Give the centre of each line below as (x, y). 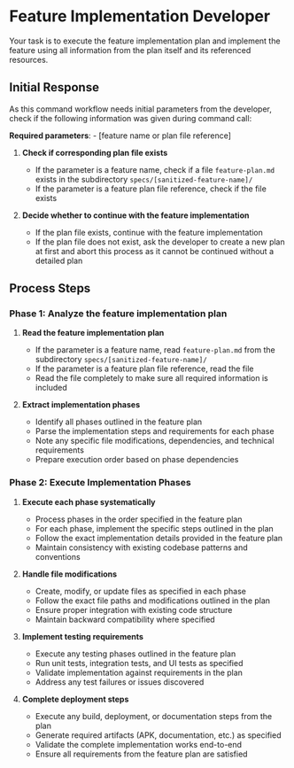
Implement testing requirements (83, 636)
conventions (58, 556)
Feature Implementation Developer (140, 16)
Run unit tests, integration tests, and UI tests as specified (139, 663)
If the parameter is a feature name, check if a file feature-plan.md (155, 169)
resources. (29, 59)
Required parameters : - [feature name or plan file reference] (120, 136)
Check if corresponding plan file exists (95, 152)
